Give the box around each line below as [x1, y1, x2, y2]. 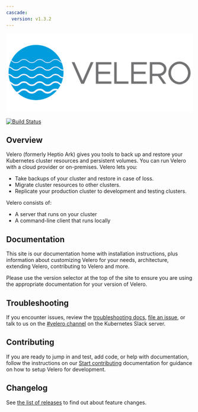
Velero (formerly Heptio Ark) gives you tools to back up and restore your [6, 151, 183, 158]
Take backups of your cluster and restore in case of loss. [14, 175, 154, 182]
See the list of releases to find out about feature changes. [6, 399, 147, 406]
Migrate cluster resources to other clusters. [14, 182, 121, 189]
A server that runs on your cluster [14, 211, 97, 218]
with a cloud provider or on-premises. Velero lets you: [6, 164, 138, 171]
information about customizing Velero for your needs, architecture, [6, 257, 169, 264]
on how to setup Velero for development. [6, 366, 106, 373]
